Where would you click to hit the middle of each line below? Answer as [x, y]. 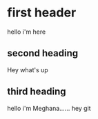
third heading [37, 92]
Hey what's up [28, 69]
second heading [43, 53]
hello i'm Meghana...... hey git [49, 108]
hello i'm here [27, 32]
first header [42, 13]
